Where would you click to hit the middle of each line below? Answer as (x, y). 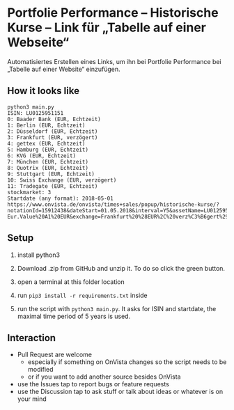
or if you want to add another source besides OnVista (104, 377)
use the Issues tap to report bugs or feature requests (93, 384)
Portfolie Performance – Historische (113, 13)
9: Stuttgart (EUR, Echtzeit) (51, 174)
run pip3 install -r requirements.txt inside (82, 295)
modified (40, 370)
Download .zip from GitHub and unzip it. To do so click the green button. (121, 268)
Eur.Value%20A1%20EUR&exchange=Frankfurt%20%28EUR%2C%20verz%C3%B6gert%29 (118, 216)
